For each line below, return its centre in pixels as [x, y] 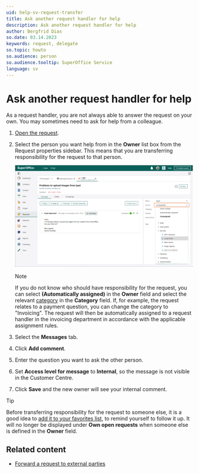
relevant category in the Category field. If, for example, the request [97, 300]
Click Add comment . [40, 348]
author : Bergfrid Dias [34, 31]
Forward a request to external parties [60, 464]
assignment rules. [36, 325]
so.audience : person [32, 56]
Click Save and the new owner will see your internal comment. [91, 389]
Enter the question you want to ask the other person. [79, 360]
